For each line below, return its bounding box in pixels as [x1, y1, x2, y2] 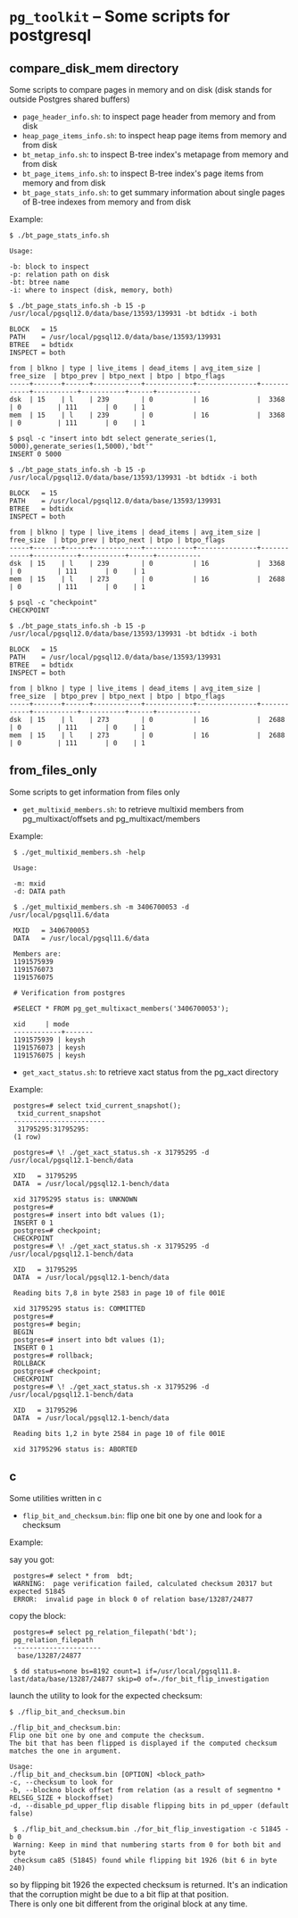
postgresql [9, 25, 92, 46]
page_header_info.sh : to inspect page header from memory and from [21, 112, 277, 121]
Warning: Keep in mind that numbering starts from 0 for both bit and [12, 1840, 281, 1849]
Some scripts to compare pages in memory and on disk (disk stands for [9, 85, 272, 95]
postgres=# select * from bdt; [12, 1571, 134, 1581]
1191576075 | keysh [12, 1050, 87, 1059]
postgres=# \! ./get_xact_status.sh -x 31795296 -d [12, 1382, 210, 1391]
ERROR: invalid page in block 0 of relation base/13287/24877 [12, 1595, 253, 1604]
